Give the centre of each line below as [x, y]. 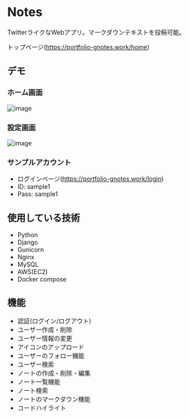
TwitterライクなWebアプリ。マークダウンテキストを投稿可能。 [96, 32]
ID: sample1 [34, 187]
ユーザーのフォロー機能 [51, 355]
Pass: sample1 [38, 194]
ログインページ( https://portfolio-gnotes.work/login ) [90, 179]
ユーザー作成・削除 [45, 329]
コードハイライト [42, 408]
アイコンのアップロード [51, 347]
